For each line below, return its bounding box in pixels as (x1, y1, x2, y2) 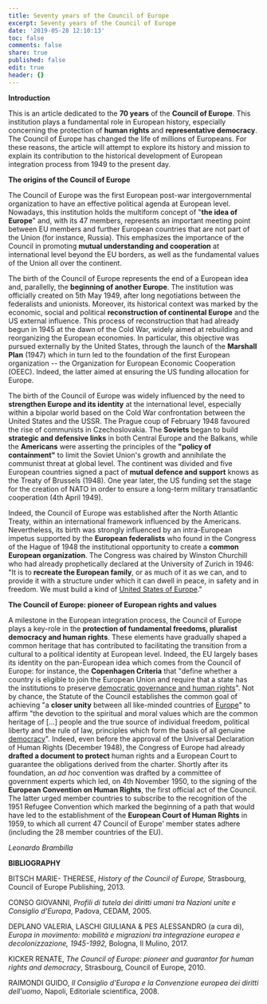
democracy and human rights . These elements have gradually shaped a (8, 632, 247, 642)
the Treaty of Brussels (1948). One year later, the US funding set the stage (8, 476, 252, 485)
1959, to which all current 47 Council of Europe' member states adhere (8, 819, 241, 828)
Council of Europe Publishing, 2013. (8, 882, 126, 891)
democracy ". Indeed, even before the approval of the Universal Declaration (8, 733, 255, 743)
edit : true (8, 64, 45, 72)
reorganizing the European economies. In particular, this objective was (8, 333, 240, 342)
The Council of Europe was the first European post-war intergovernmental (8, 190, 252, 200)
